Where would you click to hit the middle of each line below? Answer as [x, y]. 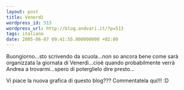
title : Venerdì [25, 17]
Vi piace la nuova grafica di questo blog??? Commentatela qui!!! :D [88, 80]
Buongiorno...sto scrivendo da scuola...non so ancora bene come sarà [92, 56]
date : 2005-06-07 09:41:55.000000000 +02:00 [62, 39]
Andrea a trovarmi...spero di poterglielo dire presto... [71, 69]
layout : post [22, 12]
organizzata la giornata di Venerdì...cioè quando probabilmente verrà [91, 63]
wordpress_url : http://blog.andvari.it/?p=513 [65, 28]
